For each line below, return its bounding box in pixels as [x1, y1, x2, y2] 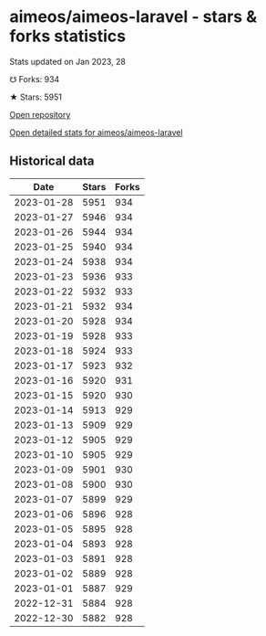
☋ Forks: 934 [9, 73, 60, 84]
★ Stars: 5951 [9, 91, 62, 102]
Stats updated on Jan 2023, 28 [9, 56, 126, 67]
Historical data [9, 154, 95, 169]
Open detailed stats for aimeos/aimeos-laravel [9, 126, 184, 138]
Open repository [9, 109, 71, 120]
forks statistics [9, 26, 126, 47]
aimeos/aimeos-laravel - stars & [9, 6, 258, 27]
